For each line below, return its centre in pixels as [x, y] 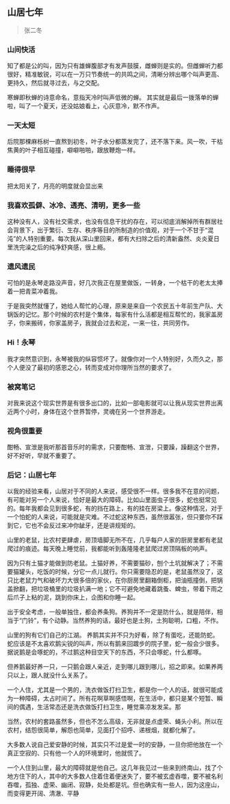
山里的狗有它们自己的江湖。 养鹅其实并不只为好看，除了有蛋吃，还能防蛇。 [113, 635]
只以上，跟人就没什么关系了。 [49, 675]
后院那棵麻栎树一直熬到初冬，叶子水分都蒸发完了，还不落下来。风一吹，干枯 [115, 142]
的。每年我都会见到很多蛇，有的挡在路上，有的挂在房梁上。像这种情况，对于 [115, 508]
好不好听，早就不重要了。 [43, 456]
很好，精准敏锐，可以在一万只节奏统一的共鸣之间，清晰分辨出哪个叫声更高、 [115, 75]
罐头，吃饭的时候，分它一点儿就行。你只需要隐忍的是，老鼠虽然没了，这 [121, 572]
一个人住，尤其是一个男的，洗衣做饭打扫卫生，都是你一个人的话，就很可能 [112, 690]
